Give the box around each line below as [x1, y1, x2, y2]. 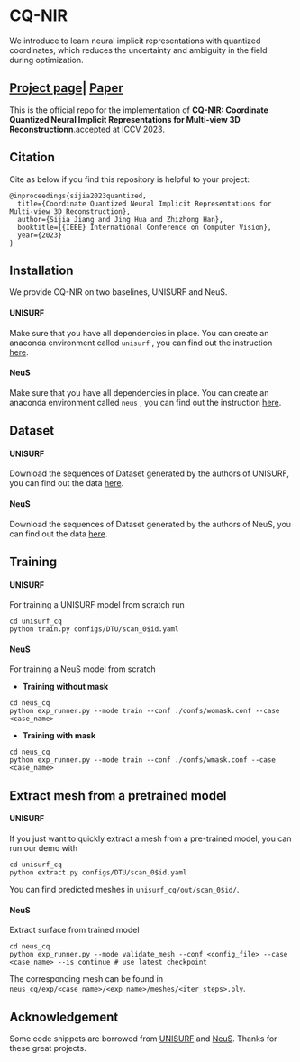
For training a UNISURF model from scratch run [9, 600, 185, 610]
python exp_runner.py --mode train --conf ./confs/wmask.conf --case [9, 755, 277, 764]
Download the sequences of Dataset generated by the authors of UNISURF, [9, 468, 290, 479]
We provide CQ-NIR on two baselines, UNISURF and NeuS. [9, 287, 228, 298]
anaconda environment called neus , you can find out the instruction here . [9, 397, 282, 407]
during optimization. [9, 54, 84, 65]
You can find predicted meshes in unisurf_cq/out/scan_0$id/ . [9, 883, 240, 894]
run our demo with [9, 842, 78, 853]
